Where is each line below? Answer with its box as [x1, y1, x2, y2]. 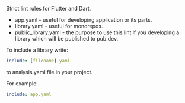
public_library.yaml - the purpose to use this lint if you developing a [14, 29, 180, 36]
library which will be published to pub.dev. [14, 35, 119, 42]
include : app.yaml [6, 91, 52, 97]
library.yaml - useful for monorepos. [14, 23, 103, 29]
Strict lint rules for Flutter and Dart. [6, 5, 91, 12]
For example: [6, 79, 39, 87]
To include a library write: [6, 46, 68, 54]
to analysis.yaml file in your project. [6, 68, 93, 75]
